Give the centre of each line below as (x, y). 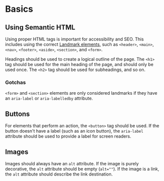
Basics (19, 9)
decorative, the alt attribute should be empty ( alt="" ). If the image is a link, (82, 169)
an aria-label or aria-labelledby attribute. (49, 98)
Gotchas (16, 82)
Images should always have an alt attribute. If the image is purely (72, 163)
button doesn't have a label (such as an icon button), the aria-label (74, 131)
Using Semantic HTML (40, 27)
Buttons (18, 114)
